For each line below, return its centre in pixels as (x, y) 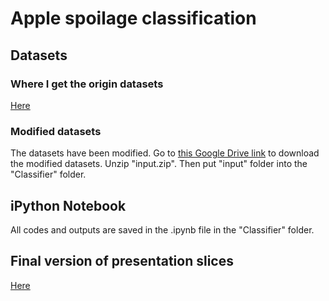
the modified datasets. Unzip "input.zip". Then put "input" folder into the (159, 164)
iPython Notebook (68, 205)
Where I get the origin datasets (87, 84)
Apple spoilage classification (133, 18)
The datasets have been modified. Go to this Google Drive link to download (165, 153)
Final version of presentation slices (122, 261)
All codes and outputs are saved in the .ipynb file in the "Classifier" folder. (162, 229)
